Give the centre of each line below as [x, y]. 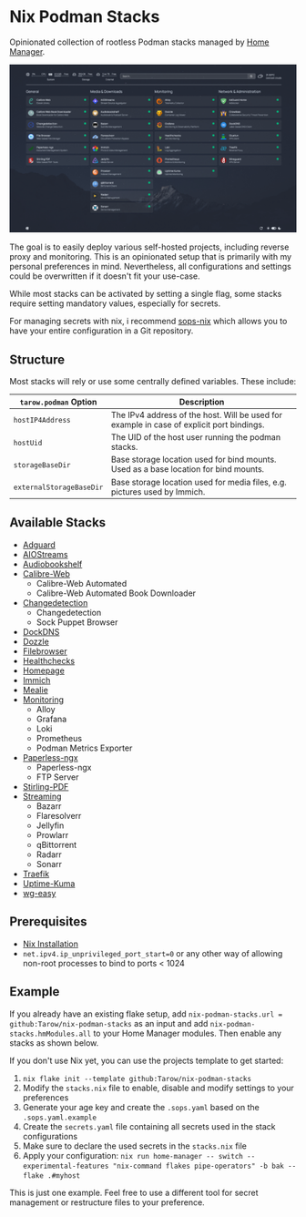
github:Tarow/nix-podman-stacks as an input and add [109, 1023]
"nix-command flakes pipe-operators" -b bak [198, 1166]
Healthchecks [49, 660]
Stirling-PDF [46, 786]
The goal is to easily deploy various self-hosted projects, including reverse [149, 247]
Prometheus [59, 738]
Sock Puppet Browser [77, 622]
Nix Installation [51, 944]
